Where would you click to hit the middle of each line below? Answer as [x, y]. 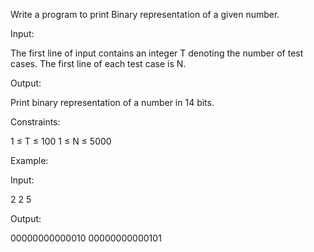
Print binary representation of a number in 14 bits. [112, 102]
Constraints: [35, 122]
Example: [29, 160]
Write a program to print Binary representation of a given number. [145, 14]
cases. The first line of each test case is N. [98, 63]
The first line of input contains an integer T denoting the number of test [157, 53]
